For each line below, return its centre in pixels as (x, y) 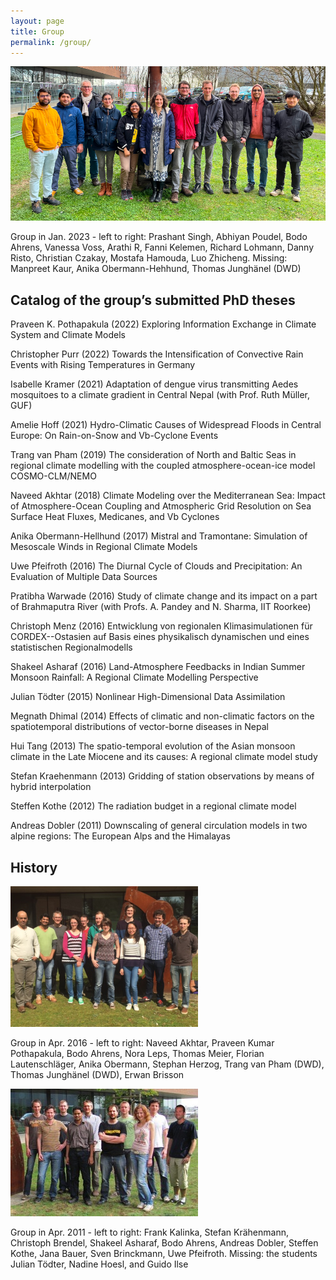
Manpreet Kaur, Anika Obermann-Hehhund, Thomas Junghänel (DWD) (156, 269)
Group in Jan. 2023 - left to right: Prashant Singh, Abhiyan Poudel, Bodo (159, 237)
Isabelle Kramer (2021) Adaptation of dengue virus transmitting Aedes (154, 384)
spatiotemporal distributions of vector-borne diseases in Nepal (139, 727)
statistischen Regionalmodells (71, 647)
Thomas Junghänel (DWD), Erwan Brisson (97, 1074)
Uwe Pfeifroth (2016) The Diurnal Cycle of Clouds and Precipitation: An (156, 566)
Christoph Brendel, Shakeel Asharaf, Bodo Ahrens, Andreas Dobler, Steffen (164, 1242)
